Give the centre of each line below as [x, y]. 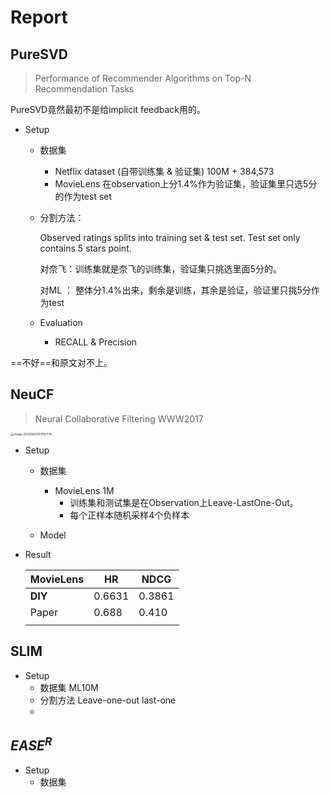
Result [38, 555]
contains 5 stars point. [85, 248]
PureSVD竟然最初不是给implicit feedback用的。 [108, 109]
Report [39, 17]
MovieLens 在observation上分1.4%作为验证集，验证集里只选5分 [186, 184]
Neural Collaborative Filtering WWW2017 [119, 418]
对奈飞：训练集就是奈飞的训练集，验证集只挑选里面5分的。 [160, 269]
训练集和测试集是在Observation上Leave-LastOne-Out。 [184, 503]
